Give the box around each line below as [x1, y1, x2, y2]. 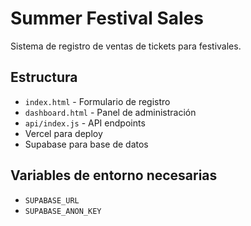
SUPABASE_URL [24, 195, 80, 206]
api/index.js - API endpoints [24, 117, 146, 129]
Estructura [10, 69, 78, 86]
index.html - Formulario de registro [24, 95, 171, 107]
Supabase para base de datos [24, 138, 149, 150]
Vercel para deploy [24, 127, 103, 139]
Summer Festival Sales [10, 7, 204, 30]
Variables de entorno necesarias [10, 167, 218, 184]
